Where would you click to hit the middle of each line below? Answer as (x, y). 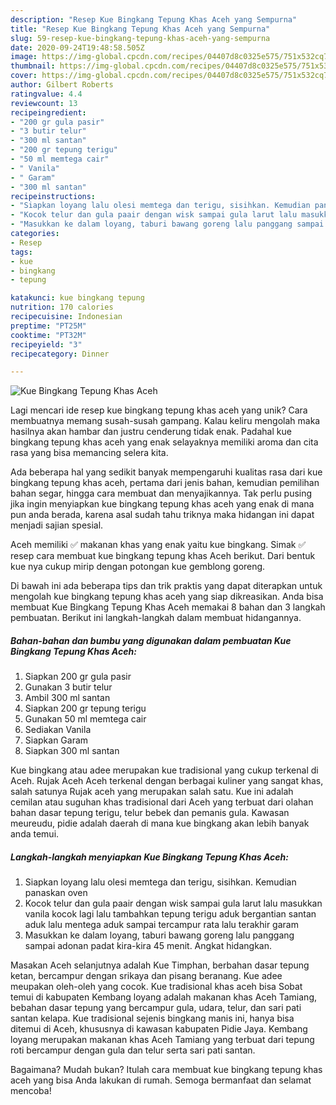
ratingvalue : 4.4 (46, 94)
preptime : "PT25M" (48, 326)
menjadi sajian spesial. (57, 525)
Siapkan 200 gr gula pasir (78, 677)
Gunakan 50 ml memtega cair (85, 719)
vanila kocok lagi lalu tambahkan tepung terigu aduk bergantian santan (170, 914)
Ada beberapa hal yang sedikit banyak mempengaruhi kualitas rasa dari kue (166, 472)
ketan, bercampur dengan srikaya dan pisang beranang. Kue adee (146, 976)
